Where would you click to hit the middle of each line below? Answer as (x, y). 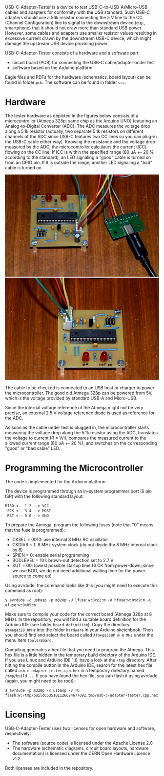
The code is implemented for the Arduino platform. (56, 481)
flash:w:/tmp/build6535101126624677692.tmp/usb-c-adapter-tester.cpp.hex (82, 695)
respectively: (18, 733)
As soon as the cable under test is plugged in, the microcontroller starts (77, 427)
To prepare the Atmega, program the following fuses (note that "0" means (79, 525)
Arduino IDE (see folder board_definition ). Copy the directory (67, 624)
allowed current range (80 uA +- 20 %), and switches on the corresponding (81, 443)
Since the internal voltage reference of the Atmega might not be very (74, 407)
